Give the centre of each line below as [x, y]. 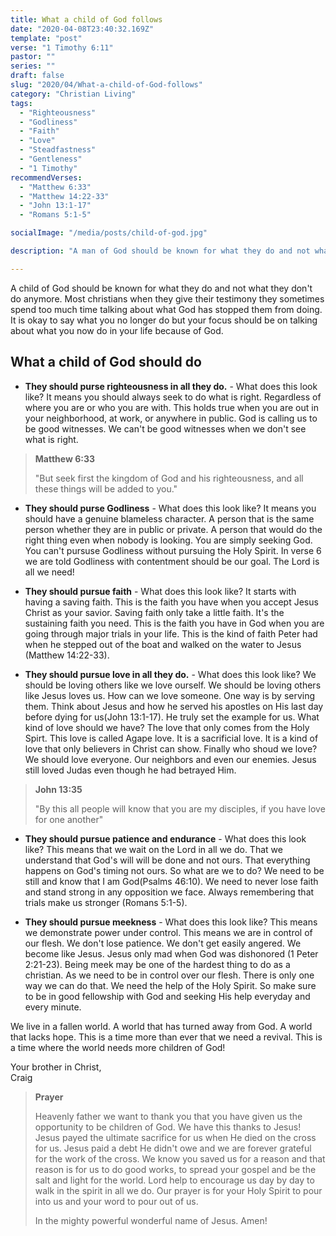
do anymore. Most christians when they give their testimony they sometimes [167, 298]
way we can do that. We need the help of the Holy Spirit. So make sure [170, 985]
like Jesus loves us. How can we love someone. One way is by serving [170, 695]
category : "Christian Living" [73, 94]
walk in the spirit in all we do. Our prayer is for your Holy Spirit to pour [178, 1190]
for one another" [69, 819]
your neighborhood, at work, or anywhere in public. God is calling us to [171, 418]
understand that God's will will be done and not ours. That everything [167, 860]
